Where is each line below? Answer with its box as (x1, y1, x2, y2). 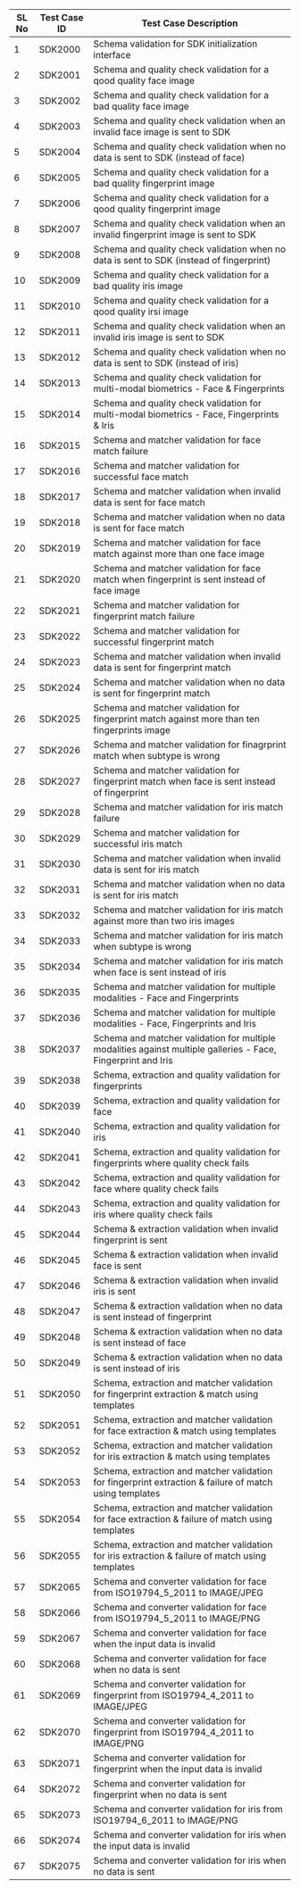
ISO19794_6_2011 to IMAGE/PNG (93, 1814, 238, 1827)
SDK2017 (38, 491, 81, 503)
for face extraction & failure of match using (93, 1513, 272, 1525)
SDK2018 (38, 517, 81, 528)
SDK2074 (38, 1835, 81, 1846)
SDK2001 (38, 69, 81, 81)
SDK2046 (38, 1280, 81, 1292)
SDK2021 (38, 604, 81, 617)
